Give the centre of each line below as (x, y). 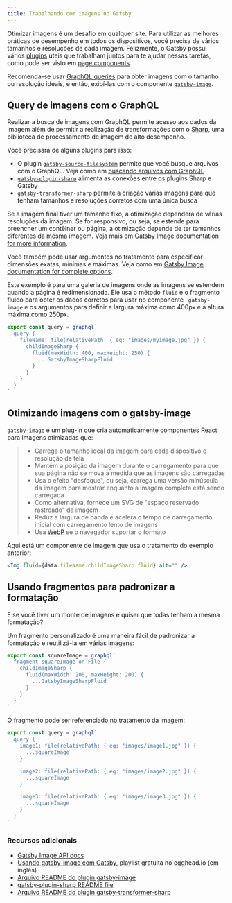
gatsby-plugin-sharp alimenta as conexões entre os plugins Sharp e (114, 178)
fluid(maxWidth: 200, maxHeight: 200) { (84, 675)
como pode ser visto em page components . (69, 62)
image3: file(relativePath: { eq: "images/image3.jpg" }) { (108, 797)
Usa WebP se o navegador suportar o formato (100, 532)
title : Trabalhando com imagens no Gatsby (69, 14)
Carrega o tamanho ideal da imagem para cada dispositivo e (121, 451)
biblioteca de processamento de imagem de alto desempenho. (96, 137)
